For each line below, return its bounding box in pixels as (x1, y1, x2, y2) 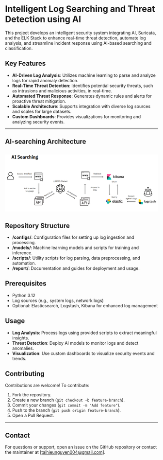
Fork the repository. (12, 392, 52, 398)
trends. (12, 355, 27, 361)
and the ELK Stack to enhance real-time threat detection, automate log (5, 35, 147, 41)
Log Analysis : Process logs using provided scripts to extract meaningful (12, 330, 157, 336)
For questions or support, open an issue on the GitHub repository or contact (5, 444, 157, 450)
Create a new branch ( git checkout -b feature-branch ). (12, 397, 125, 403)
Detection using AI (5, 14, 81, 25)
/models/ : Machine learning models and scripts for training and (12, 245, 139, 250)
